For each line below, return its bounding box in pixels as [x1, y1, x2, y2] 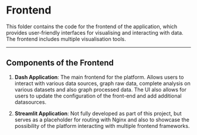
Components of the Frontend [6, 58, 114, 68]
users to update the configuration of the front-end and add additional [14, 92, 182, 99]
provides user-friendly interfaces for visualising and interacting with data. [6, 29, 184, 36]
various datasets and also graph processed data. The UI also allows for [14, 86, 186, 93]
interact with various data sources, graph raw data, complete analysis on [14, 80, 191, 87]
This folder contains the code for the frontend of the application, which [6, 23, 178, 30]
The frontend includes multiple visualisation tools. [6, 35, 126, 42]
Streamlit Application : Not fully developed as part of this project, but [14, 110, 182, 117]
